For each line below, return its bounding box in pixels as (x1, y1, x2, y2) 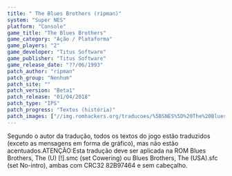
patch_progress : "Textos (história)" (7, 106, 116, 113)
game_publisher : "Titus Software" (7, 55, 107, 62)
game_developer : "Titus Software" (7, 49, 107, 56)
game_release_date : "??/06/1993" (7, 61, 104, 68)
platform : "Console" (7, 23, 67, 30)
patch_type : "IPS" (7, 100, 60, 107)
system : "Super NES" (7, 17, 67, 23)
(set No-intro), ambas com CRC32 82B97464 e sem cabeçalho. (7, 161, 188, 169)
